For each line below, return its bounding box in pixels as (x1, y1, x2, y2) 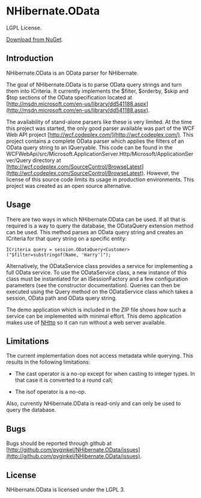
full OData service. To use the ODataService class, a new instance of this (6, 269, 187, 276)
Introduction (6, 53, 54, 64)
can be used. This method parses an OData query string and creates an (6, 228, 184, 235)
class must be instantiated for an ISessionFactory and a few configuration (6, 275, 188, 282)
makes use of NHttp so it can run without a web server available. (6, 319, 166, 326)
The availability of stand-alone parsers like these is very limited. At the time (6, 118, 192, 125)
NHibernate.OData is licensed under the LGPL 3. (6, 486, 125, 493)
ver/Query (6, 157, 32, 164)
